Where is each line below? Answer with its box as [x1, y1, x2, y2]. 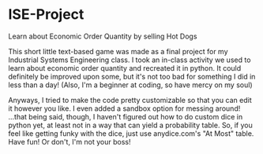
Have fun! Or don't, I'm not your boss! [8, 137, 131, 146]
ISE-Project [8, 5, 85, 24]
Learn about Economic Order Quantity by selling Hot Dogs [8, 31, 197, 41]
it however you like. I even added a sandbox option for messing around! [8, 104, 241, 113]
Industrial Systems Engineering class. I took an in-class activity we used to [8, 55, 251, 64]
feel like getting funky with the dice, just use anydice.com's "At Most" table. [8, 128, 254, 138]
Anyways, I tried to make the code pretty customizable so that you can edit [8, 95, 252, 104]
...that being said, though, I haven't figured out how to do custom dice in [8, 112, 243, 121]
